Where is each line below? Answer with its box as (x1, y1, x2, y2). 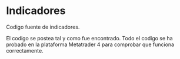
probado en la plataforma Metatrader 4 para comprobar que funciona (6, 41, 175, 48)
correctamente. (6, 47, 44, 54)
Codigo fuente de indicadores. (6, 23, 80, 30)
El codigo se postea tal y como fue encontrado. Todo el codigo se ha (6, 34, 173, 41)
